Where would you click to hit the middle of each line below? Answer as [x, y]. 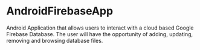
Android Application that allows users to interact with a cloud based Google [100, 28]
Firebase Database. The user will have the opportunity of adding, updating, [100, 34]
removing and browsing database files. [55, 40]
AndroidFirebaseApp [60, 11]
